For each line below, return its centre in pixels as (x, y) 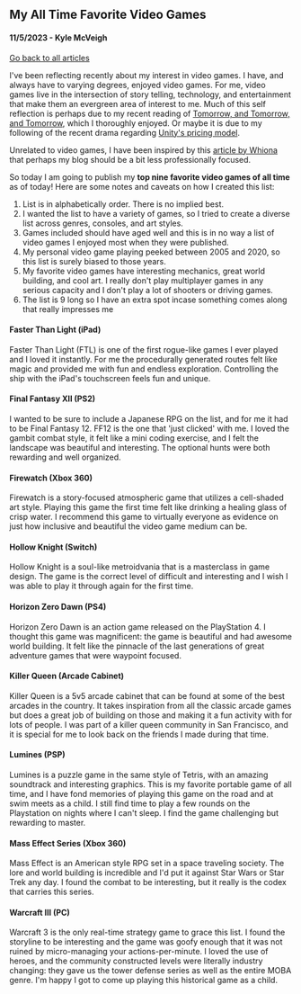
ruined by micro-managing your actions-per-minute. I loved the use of (139, 952)
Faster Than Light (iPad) (55, 330)
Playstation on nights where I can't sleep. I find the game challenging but (144, 813)
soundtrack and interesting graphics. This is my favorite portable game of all (150, 784)
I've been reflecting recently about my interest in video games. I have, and (147, 75)
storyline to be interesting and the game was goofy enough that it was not (146, 942)
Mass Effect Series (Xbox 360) (68, 843)
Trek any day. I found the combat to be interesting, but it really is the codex (148, 882)
